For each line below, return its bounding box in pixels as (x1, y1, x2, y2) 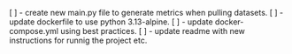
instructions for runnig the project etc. (9, 35, 148, 45)
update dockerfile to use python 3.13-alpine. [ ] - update (9, 17, 214, 27)
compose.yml (9, 26, 59, 36)
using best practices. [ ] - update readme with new (60, 26, 246, 36)
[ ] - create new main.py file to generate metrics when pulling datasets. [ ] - (9, 8, 284, 17)
